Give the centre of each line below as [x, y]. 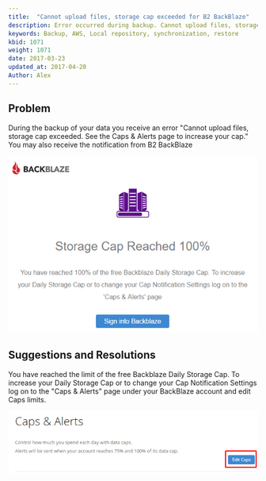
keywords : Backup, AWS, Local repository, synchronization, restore [123, 33]
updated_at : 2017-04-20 [47, 67]
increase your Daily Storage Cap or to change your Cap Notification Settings [133, 383]
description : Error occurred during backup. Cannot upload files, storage [134, 25]
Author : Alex [30, 75]
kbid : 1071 [26, 42]
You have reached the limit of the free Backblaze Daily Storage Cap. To [124, 374]
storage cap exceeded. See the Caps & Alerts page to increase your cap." [128, 136]
